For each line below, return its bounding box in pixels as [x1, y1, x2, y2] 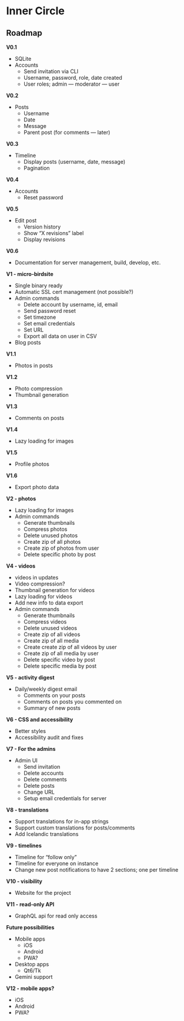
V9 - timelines [6, 842, 42, 849]
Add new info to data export [14, 599, 84, 606]
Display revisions [23, 236, 65, 243]
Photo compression [14, 385, 63, 392]
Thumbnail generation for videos [14, 587, 95, 593]
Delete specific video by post [23, 656, 96, 663]
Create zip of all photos [23, 538, 81, 545]
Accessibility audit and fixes [14, 734, 84, 741]
